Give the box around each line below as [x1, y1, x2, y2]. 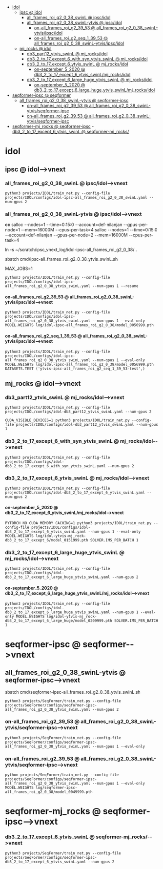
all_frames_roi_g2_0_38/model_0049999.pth [5, 789, 93, 795]
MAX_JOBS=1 [5, 266, 33, 271]
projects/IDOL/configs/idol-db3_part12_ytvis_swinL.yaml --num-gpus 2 [5, 410, 152, 414]
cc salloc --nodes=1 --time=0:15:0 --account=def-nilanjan [5, 222, 122, 228]
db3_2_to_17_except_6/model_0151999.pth [5, 538, 89, 543]
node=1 [5, 227, 20, 233]
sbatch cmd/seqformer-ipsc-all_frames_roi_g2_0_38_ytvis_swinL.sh [5, 689, 141, 695]
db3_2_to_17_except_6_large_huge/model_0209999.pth [5, 618, 112, 623]
